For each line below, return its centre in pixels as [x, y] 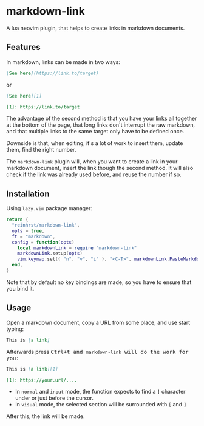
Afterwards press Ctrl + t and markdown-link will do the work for [97, 352]
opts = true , [28, 231]
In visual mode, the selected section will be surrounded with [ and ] [101, 405]
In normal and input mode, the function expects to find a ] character [100, 392]
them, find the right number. [41, 150]
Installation [28, 193]
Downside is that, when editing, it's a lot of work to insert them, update [95, 143]
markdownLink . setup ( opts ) [50, 254]
